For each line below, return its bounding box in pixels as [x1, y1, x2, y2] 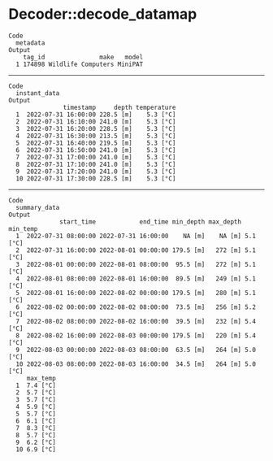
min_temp [8, 224, 38, 233]
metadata [15, 38, 45, 47]
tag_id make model [23, 53, 144, 61]
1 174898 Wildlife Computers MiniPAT [15, 60, 144, 68]
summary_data [15, 203, 60, 211]
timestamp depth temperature [63, 103, 176, 111]
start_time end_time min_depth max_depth [59, 217, 242, 226]
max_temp [26, 374, 57, 382]
